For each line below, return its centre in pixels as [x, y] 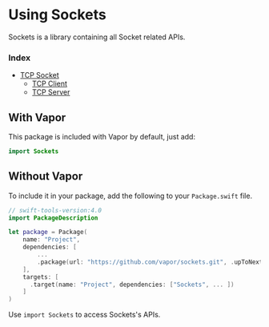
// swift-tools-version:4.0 [55, 210]
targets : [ [41, 277]
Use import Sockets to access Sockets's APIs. [84, 315]
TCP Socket [40, 75]
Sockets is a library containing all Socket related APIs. [97, 37]
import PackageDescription [53, 218]
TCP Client [50, 84]
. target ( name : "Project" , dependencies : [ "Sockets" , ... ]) [132, 285]
